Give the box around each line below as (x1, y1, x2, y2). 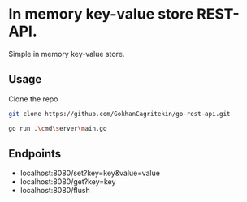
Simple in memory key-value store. (8, 49, 125, 58)
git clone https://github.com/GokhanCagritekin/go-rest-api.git (8, 110, 231, 118)
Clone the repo (8, 94, 58, 104)
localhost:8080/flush (19, 186, 91, 196)
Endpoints (8, 147, 62, 161)
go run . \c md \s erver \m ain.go (8, 124, 107, 132)
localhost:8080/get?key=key (19, 177, 116, 187)
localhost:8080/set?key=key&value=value (19, 168, 161, 178)
